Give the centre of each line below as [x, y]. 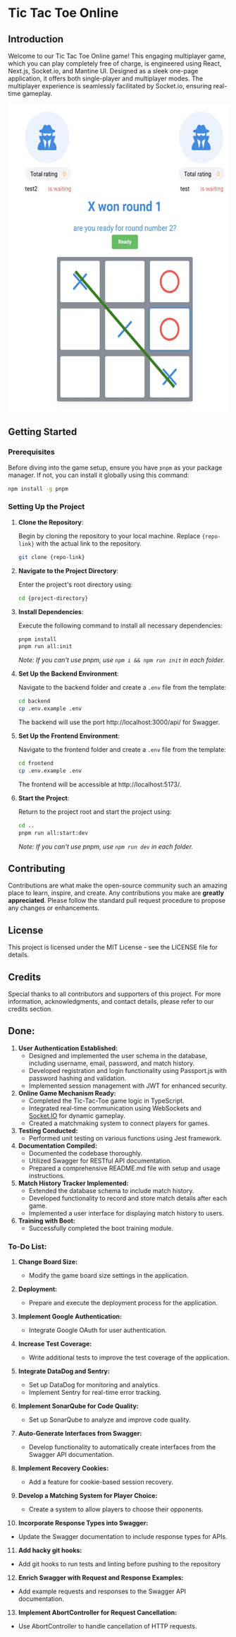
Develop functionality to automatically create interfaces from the [122, 1447]
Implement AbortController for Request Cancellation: [98, 1613]
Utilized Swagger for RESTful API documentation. [100, 1161]
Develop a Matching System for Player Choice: [88, 1496]
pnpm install [37, 639]
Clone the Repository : [51, 522]
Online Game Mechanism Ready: [67, 1093]
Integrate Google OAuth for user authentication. [98, 1330]
